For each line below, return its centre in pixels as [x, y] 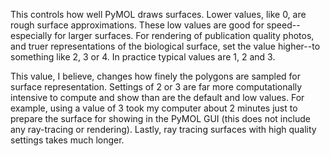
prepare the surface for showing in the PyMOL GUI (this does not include [160, 118]
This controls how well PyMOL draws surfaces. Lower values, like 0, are [158, 14]
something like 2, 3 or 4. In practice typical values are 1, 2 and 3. [143, 57]
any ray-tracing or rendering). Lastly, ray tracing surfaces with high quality [163, 129]
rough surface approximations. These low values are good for [137, 25]
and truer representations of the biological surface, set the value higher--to [165, 46]
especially [31, 35]
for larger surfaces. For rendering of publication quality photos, [184, 35]
